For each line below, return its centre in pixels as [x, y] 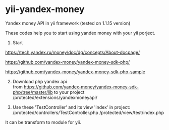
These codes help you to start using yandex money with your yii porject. [80, 33]
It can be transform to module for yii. [43, 122]
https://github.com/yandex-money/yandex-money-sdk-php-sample [75, 72]
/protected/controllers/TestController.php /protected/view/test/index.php [88, 112]
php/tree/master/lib [33, 92]
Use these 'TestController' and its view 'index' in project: [71, 107]
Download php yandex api [40, 81]
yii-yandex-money [45, 9]
